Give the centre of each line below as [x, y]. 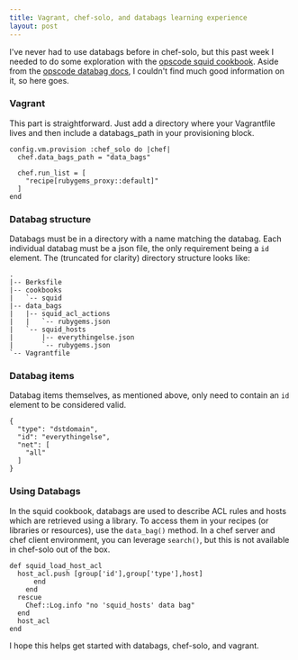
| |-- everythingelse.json [72, 338]
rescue [30, 597]
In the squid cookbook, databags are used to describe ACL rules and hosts [148, 511]
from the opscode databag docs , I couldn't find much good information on [147, 71]
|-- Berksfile [36, 283]
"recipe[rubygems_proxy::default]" [92, 181]
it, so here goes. [39, 80]
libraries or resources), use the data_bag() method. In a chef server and [142, 530]
